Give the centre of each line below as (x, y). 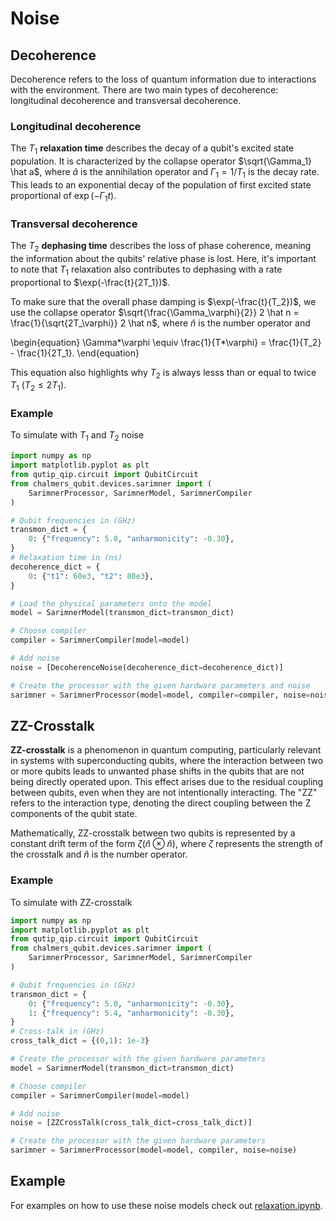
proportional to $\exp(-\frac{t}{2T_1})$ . (90, 282)
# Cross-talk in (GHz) (57, 1032)
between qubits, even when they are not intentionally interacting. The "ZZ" (164, 793)
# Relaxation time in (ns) (66, 558)
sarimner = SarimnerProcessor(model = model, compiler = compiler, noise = (160, 695)
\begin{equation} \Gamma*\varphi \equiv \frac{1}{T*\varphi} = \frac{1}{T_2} (166, 342)
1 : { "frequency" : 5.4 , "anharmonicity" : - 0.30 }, (131, 1013)
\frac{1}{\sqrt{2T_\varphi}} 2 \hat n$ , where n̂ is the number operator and (160, 323)
